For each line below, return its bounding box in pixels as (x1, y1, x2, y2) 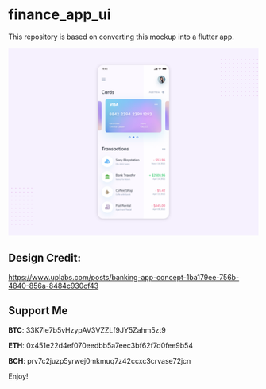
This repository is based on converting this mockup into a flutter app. (8, 32, 234, 41)
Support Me (8, 304, 68, 317)
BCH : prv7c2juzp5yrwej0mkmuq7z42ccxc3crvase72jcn (8, 356, 191, 365)
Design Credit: (8, 251, 82, 265)
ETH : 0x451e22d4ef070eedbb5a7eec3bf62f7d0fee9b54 (8, 340, 193, 350)
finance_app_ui (8, 6, 111, 24)
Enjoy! (8, 371, 29, 381)
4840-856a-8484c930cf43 (8, 281, 99, 290)
